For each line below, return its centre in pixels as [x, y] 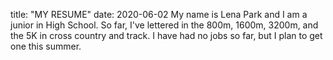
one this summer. [46, 46]
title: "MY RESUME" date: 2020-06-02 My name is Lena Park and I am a [159, 14]
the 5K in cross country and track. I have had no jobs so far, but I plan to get [166, 35]
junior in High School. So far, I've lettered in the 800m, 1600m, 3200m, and [164, 25]
